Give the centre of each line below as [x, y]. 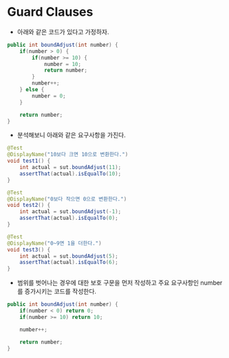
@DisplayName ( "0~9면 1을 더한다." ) [54, 243]
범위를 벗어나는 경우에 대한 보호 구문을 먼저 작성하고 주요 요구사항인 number [120, 283]
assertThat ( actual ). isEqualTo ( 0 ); [69, 218]
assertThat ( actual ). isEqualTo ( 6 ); [69, 262]
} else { [32, 90]
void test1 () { [29, 161]
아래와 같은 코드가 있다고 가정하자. [63, 32]
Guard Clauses [50, 12]
